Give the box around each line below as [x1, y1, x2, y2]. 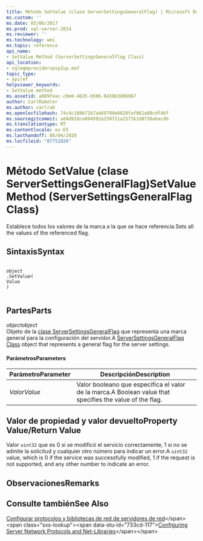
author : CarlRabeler [6, 99, 59, 105]
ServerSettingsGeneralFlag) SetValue [6, 177, 196, 190]
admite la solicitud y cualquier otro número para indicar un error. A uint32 [6, 448, 188, 455]
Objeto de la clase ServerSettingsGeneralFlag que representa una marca [6, 328, 187, 335]
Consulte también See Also [6, 499, 109, 509]
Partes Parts [6, 305, 53, 316]
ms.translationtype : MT [6, 121, 66, 128]
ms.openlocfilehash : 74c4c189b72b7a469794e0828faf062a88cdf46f [6, 110, 169, 116]
